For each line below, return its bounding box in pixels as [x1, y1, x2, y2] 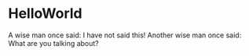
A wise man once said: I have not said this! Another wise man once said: [8, 30, 242, 40]
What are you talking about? [8, 38, 100, 47]
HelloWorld [8, 5, 82, 23]
